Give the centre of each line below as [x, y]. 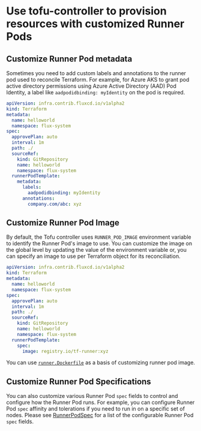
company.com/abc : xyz [55, 204]
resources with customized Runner [95, 24]
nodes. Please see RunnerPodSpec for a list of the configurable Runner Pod [100, 415]
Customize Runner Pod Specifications [79, 381]
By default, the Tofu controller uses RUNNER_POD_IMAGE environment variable [99, 237]
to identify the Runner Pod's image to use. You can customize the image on [99, 243]
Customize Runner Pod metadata [69, 59]
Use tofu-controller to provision [86, 11]
